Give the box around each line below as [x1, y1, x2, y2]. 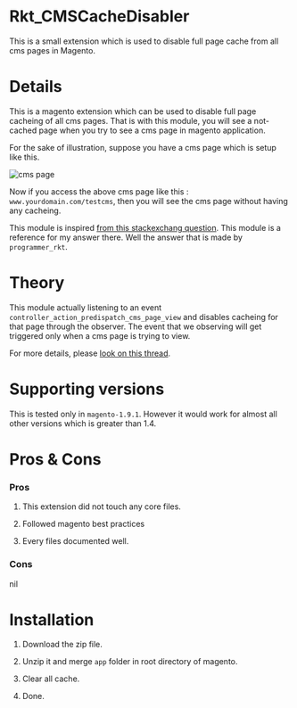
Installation [9, 609, 95, 630]
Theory [9, 273, 65, 293]
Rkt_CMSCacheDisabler [9, 6, 190, 27]
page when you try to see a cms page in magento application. [38, 125, 266, 136]
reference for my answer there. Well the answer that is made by [9, 232, 243, 243]
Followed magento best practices [21, 519, 145, 530]
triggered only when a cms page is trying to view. [9, 330, 191, 341]
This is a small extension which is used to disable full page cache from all [9, 36, 279, 46]
